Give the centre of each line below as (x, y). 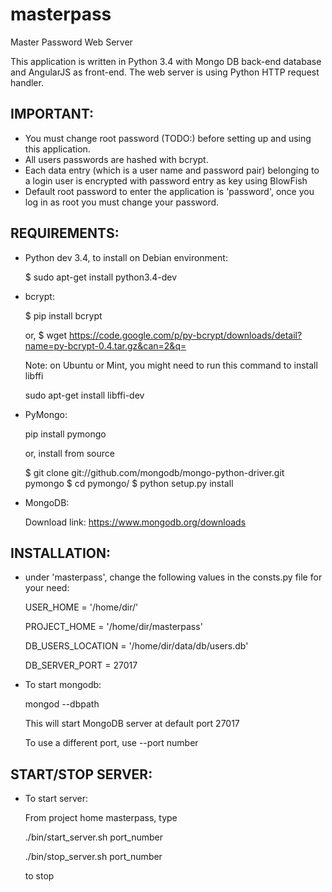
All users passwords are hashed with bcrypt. (116, 159)
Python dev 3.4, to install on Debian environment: (126, 257)
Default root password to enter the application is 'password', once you (169, 191)
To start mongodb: (63, 685)
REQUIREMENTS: (65, 233)
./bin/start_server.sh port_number (94, 837)
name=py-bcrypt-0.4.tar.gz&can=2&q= (105, 345)
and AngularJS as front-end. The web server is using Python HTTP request (165, 72)
